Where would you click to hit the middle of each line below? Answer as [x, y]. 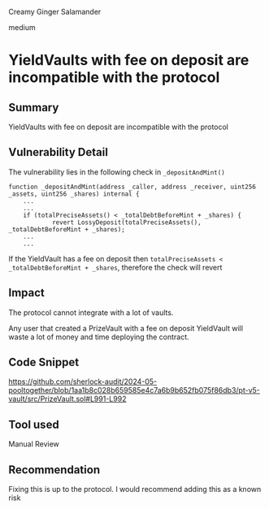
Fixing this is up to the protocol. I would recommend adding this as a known [135, 490]
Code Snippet [44, 362]
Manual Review [34, 444]
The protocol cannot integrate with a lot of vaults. [91, 313]
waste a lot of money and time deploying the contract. [99, 337]
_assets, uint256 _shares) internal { [74, 194]
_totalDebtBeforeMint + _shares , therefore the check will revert [115, 267]
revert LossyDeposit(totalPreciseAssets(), [126, 222]
